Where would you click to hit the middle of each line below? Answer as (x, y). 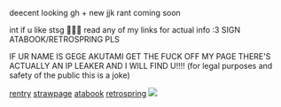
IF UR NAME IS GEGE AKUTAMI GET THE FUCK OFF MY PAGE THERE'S (140, 56)
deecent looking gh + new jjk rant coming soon (95, 13)
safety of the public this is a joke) (70, 75)
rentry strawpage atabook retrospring (78, 93)
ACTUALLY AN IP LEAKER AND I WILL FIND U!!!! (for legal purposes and (141, 66)
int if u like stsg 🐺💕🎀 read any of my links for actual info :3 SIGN (125, 30)
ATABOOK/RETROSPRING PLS (64, 39)
